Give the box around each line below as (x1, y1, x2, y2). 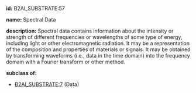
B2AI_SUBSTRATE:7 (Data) (14, 81, 80, 88)
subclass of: (6, 70, 37, 76)
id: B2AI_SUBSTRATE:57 (6, 5, 66, 12)
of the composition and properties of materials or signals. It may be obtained (6, 46, 191, 53)
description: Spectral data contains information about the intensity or (6, 27, 174, 34)
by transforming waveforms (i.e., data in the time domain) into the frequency (6, 52, 190, 59)
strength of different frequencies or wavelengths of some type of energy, (6, 34, 183, 40)
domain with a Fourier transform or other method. (6, 58, 126, 65)
